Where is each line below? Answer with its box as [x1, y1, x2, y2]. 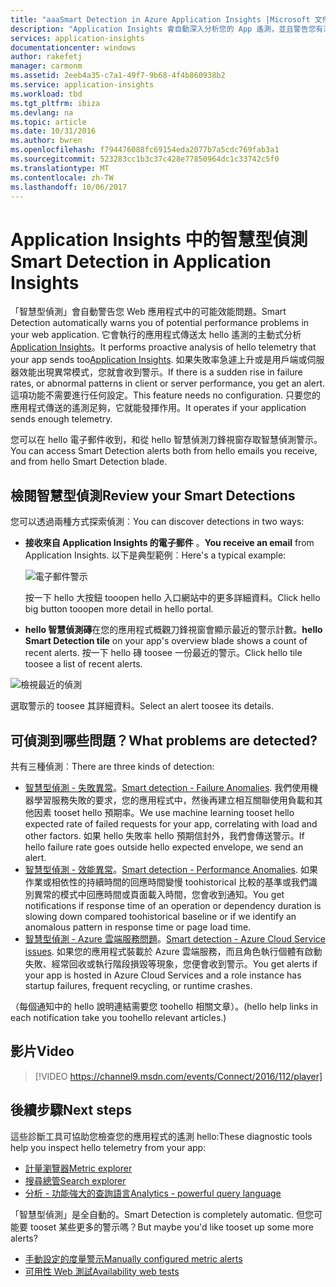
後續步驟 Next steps [10, 1102, 132, 1119]
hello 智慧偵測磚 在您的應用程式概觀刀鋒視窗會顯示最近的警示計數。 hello [24, 624, 323, 636]
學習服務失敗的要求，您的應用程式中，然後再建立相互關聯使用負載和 [33, 794, 315, 806]
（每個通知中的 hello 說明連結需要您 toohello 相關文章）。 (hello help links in [10, 1000, 318, 1012]
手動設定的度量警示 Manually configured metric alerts [24, 1252, 243, 1265]
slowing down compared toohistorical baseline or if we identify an [24, 910, 297, 922]
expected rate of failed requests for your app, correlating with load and [24, 817, 318, 830]
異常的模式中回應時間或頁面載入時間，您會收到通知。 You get [33, 888, 285, 900]
